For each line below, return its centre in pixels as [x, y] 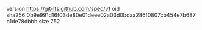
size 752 [49, 21]
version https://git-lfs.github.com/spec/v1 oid [63, 9]
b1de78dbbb [22, 21]
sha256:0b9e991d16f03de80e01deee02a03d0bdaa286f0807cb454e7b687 [101, 15]
